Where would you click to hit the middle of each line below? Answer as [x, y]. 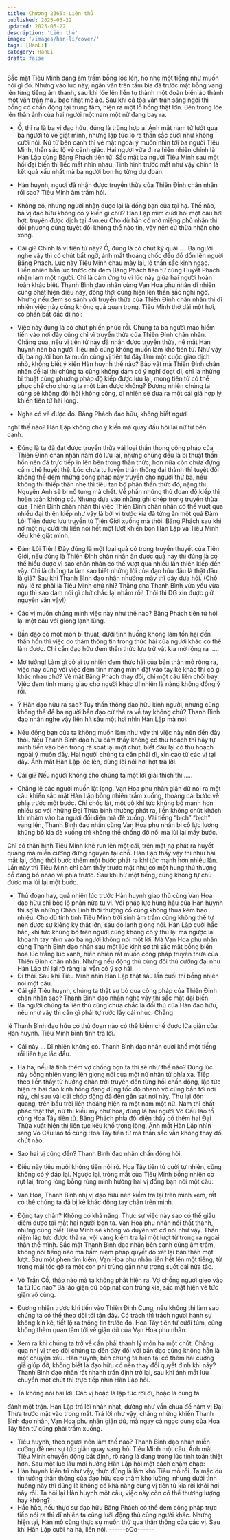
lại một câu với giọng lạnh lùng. [61, 621]
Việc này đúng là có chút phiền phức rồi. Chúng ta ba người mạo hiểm [116, 327]
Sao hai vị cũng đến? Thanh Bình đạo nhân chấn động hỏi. [100, 1153]
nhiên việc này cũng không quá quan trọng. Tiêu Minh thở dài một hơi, [116, 306]
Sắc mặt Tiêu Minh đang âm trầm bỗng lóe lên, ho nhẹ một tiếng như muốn [113, 78]
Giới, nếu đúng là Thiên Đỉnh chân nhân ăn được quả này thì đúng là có [117, 556]
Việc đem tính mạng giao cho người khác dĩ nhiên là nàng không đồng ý [119, 684]
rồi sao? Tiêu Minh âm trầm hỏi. [61, 192]
